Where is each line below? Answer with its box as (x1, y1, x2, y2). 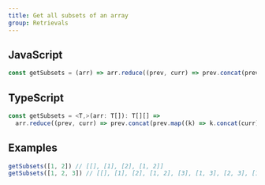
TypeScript (8, 91, 65, 104)
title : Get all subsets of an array (8, 11, 129, 20)
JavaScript (8, 48, 63, 62)
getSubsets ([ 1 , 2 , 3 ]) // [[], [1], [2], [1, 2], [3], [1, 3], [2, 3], (8, 169, 248, 178)
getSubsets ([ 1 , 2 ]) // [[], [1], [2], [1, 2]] (8, 162, 164, 170)
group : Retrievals (8, 19, 69, 27)
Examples (8, 142, 58, 155)
